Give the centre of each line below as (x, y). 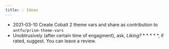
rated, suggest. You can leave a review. (54, 41)
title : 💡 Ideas (22, 10)
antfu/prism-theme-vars (38, 30)
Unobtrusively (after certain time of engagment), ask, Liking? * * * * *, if (88, 35)
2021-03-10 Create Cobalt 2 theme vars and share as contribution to (85, 24)
